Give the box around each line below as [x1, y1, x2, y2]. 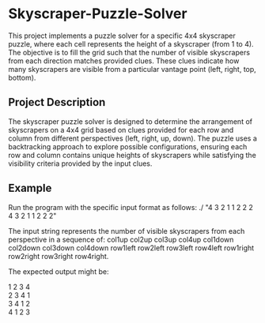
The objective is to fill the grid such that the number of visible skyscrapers [8, 47, 251, 57]
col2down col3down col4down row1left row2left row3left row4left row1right [8, 242, 255, 253]
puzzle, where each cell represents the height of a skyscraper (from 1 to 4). [8, 39, 255, 48]
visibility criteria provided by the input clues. [8, 159, 153, 168]
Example [8, 182, 52, 195]
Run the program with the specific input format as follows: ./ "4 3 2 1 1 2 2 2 [8, 202, 253, 212]
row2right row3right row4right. [8, 251, 109, 261]
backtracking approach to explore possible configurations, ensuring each [8, 141, 248, 151]
